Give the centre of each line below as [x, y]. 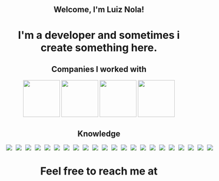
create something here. [99, 47]
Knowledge [99, 134]
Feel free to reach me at [99, 171]
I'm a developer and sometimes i [99, 35]
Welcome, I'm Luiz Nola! [99, 10]
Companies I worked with [99, 69]
